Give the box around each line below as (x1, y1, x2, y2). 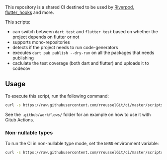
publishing (12, 55, 34, 61)
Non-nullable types (5, 129, 53, 136)
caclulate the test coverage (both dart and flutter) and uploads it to (12, 60, 149, 66)
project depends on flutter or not (12, 34, 80, 40)
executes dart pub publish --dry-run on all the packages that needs (12, 50, 155, 55)
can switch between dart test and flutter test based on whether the (12, 29, 158, 34)
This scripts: (5, 19, 31, 25)
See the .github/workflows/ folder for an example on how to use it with (5, 111, 151, 117)
